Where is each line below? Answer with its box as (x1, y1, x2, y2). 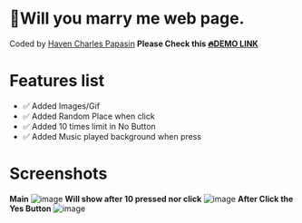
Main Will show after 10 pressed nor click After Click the (9, 193, 294, 204)
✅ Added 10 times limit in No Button (22, 121, 156, 131)
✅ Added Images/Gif (22, 100, 101, 111)
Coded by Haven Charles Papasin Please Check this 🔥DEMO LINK (9, 38, 258, 49)
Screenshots (9, 163, 108, 184)
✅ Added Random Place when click (22, 111, 156, 121)
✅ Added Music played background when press (22, 131, 202, 141)
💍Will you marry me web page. (9, 8, 245, 29)
